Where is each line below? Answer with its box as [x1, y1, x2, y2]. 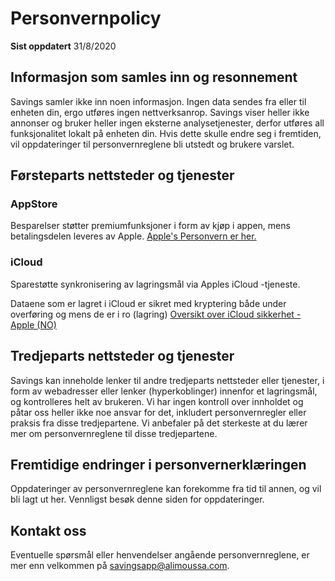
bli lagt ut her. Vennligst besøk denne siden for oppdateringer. [10, 493, 265, 506]
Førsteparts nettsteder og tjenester [10, 167, 235, 184]
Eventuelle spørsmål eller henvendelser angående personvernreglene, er [10, 549, 310, 561]
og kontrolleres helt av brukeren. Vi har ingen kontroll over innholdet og [10, 395, 304, 407]
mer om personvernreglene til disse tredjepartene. [10, 427, 218, 439]
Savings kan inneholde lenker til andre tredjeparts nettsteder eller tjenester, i [10, 374, 325, 386]
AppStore [10, 197, 58, 211]
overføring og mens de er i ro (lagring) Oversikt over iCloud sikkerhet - [10, 308, 302, 320]
